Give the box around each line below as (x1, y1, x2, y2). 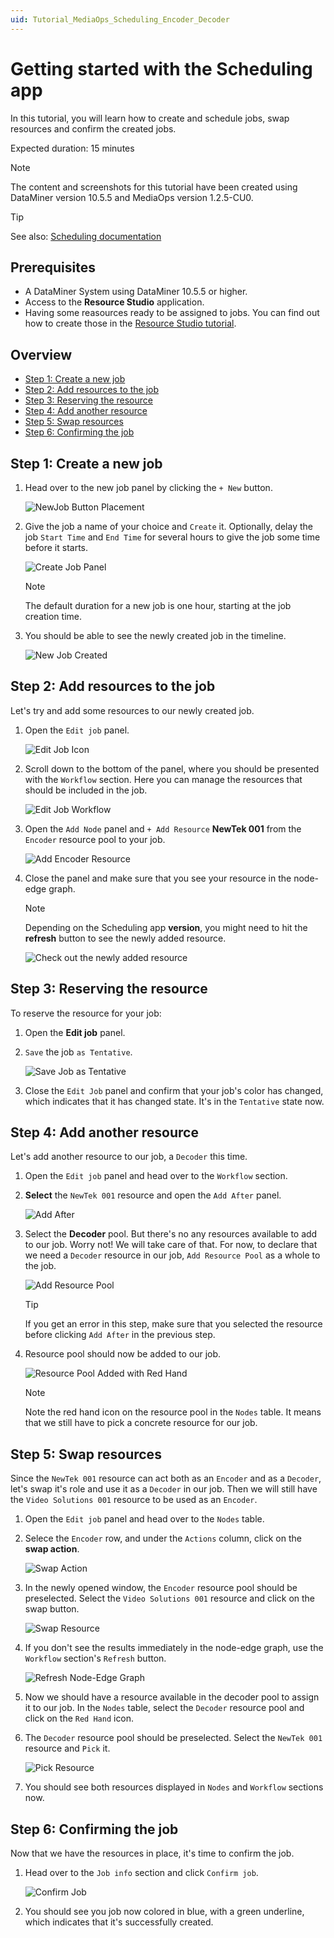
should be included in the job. (24, 784, 148, 796)
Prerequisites (10, 259, 96, 276)
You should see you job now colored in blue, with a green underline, (24, 1906, 305, 1918)
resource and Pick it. (24, 1742, 111, 1755)
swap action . (24, 1543, 80, 1555)
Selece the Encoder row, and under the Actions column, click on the (24, 1532, 302, 1545)
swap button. (24, 1603, 80, 1615)
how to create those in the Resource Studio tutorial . (24, 317, 237, 330)
